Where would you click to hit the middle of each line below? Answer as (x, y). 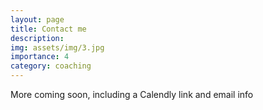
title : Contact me (48, 29)
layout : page (37, 19)
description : (37, 38)
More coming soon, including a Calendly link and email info (132, 94)
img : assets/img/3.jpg (57, 47)
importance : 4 (40, 57)
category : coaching (51, 66)
